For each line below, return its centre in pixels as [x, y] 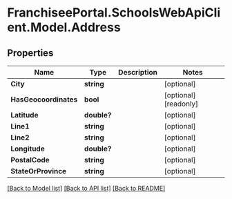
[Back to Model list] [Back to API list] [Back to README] [86, 188]
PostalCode [30, 160]
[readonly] [181, 104]
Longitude [28, 149]
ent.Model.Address [64, 27]
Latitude [25, 115]
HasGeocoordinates [44, 99]
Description [138, 72]
